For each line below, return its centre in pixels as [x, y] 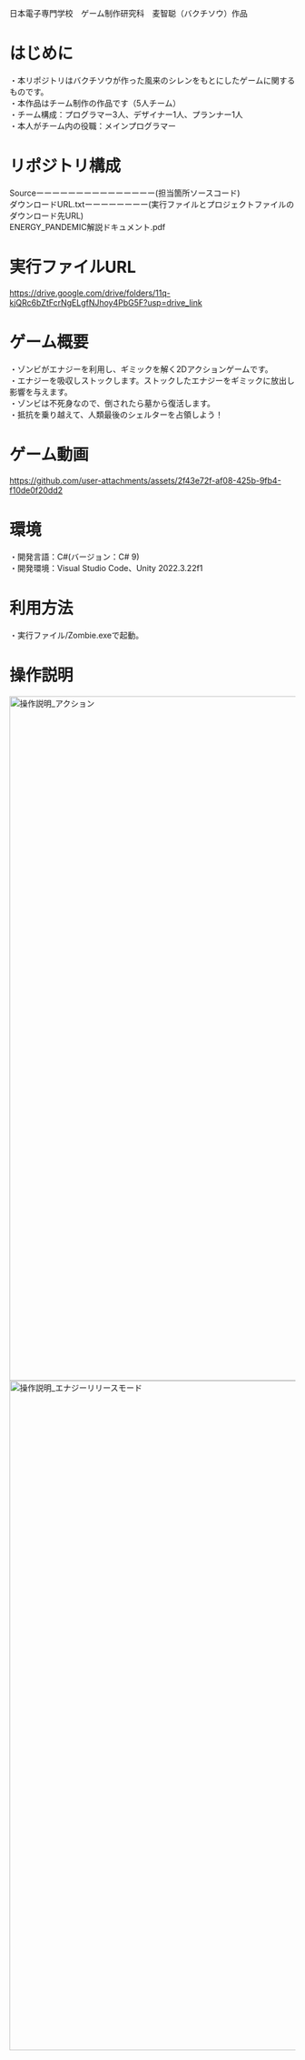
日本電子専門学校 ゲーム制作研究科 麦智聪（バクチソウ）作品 [128, 13]
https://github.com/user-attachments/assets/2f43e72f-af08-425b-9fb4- [145, 480]
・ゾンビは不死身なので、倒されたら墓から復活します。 [113, 403]
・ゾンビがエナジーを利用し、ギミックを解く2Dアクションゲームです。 [142, 369]
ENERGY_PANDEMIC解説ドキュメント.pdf [88, 226]
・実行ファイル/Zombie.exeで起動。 [77, 635]
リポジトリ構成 [65, 166]
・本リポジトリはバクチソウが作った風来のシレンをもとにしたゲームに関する [152, 80]
